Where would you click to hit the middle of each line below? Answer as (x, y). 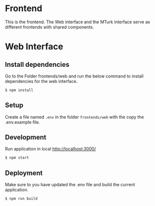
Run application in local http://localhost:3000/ (50, 149)
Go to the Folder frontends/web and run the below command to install (74, 76)
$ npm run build (21, 199)
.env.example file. (22, 122)
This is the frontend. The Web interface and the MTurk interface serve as (78, 22)
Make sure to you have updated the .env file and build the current (70, 185)
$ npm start (17, 158)
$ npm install (19, 90)
